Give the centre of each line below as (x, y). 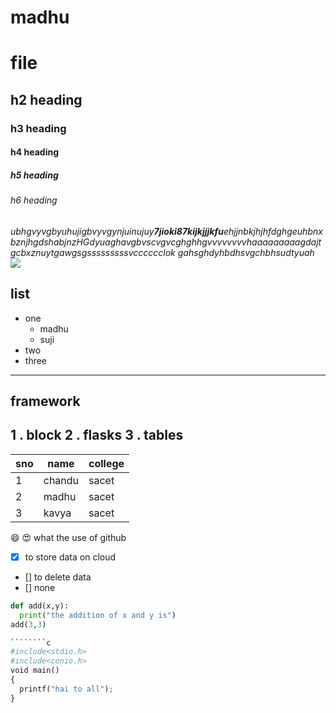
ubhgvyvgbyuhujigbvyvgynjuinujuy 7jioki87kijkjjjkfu (117, 231)
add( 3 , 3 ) (28, 624)
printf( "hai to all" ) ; (66, 689)
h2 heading (46, 99)
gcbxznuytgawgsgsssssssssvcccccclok (93, 252)
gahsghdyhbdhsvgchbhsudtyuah (246, 252)
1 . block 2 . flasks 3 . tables (97, 435)
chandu (61, 480)
